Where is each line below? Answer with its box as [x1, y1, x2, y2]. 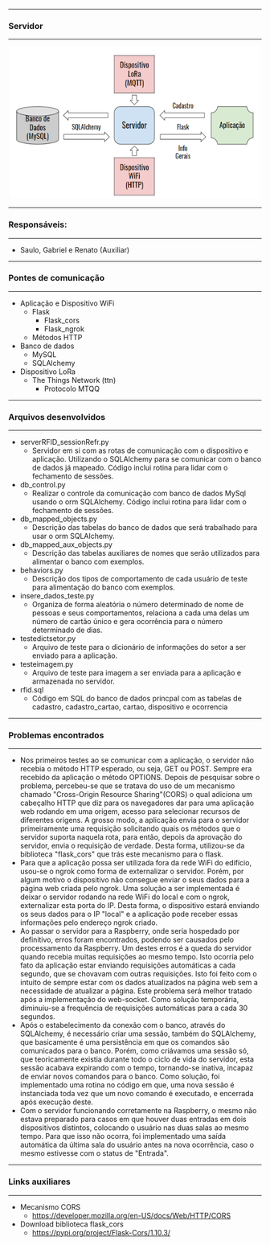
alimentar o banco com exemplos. [31, 557, 145, 567]
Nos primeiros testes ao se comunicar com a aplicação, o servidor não [19, 755, 255, 765]
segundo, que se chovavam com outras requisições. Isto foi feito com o [19, 969, 257, 979]
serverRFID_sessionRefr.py [19, 438, 110, 447]
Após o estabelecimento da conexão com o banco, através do [19, 1021, 226, 1030]
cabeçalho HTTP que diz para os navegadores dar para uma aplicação [19, 798, 255, 808]
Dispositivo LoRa [19, 367, 76, 376]
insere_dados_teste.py [19, 591, 95, 601]
